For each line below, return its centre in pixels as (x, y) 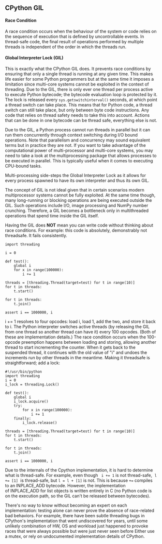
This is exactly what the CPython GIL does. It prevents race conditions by (78, 69)
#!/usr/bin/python (23, 371)
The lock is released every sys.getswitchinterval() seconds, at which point (81, 100)
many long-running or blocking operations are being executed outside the (79, 200)
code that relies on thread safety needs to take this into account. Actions (77, 115)
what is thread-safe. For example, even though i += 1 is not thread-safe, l (81, 475)
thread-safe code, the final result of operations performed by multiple (74, 41)
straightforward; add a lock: (33, 363)
